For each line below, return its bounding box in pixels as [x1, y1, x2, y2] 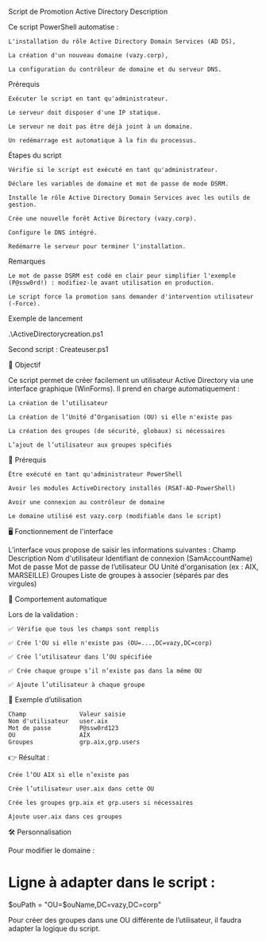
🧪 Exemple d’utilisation [8, 695, 82, 704]
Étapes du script [8, 150, 62, 160]
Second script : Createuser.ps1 [8, 345, 109, 353]
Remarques [8, 256, 46, 266]
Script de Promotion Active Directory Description [8, 7, 168, 16]
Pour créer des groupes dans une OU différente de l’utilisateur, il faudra [8, 915, 242, 924]
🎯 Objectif [8, 360, 41, 369]
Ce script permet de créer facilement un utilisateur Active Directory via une [8, 376, 254, 385]
